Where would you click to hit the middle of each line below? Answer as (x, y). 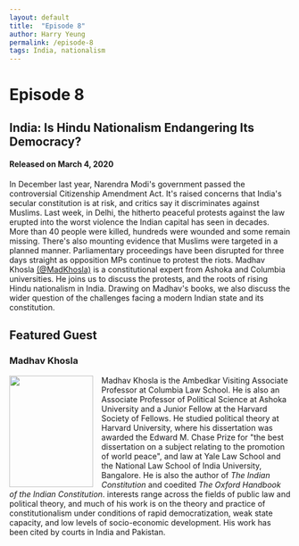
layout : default (39, 17)
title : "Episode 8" (48, 26)
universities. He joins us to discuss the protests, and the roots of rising (139, 278)
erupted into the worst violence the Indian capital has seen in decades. (139, 222)
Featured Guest (53, 335)
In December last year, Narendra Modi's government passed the (127, 184)
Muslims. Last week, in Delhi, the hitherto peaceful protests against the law (147, 212)
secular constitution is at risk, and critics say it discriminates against (134, 203)
